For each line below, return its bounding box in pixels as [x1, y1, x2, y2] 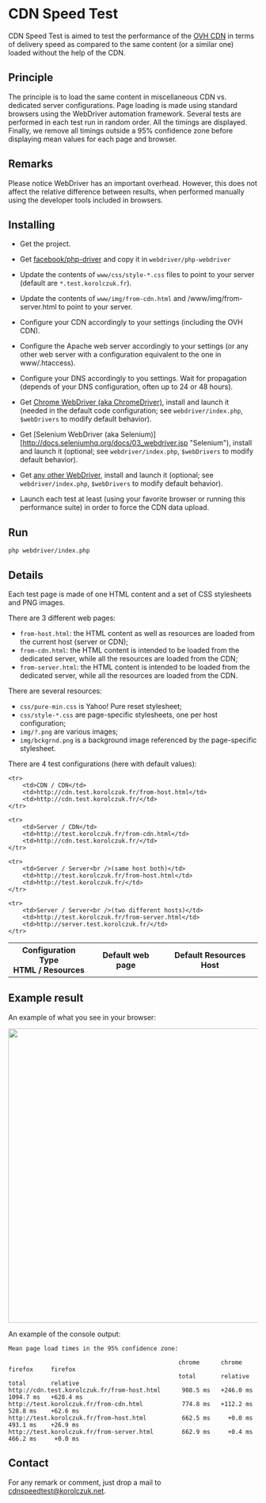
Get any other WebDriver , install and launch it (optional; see [19, 470, 214, 480]
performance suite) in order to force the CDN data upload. [19, 503, 210, 512]
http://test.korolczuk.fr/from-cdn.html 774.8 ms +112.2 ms [8, 1400, 253, 1408]
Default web [102, 950, 150, 961]
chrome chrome [177, 1358, 243, 1366]
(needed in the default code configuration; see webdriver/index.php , [19, 406, 244, 415]
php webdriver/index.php [8, 547, 90, 555]
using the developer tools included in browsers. [8, 195, 164, 205]
